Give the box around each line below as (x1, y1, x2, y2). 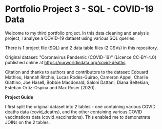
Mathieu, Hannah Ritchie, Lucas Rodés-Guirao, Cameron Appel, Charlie (5, 74, 148, 80)
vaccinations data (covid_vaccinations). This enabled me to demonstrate (5, 114, 150, 120)
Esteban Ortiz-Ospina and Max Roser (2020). (5, 84, 96, 90)
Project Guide (5, 94, 34, 100)
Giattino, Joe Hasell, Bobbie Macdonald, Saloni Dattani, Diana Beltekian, (5, 79, 150, 85)
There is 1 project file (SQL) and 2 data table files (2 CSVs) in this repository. (5, 45, 158, 51)
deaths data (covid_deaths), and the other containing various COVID (5, 109, 142, 115)
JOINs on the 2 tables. (5, 119, 50, 125)
